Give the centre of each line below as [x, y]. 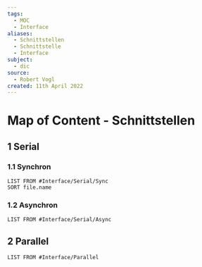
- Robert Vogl [34, 79]
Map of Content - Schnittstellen [101, 121]
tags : [15, 14]
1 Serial [24, 146]
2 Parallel [28, 241]
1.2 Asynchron [33, 205]
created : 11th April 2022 [45, 86]
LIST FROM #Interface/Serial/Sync [58, 181]
